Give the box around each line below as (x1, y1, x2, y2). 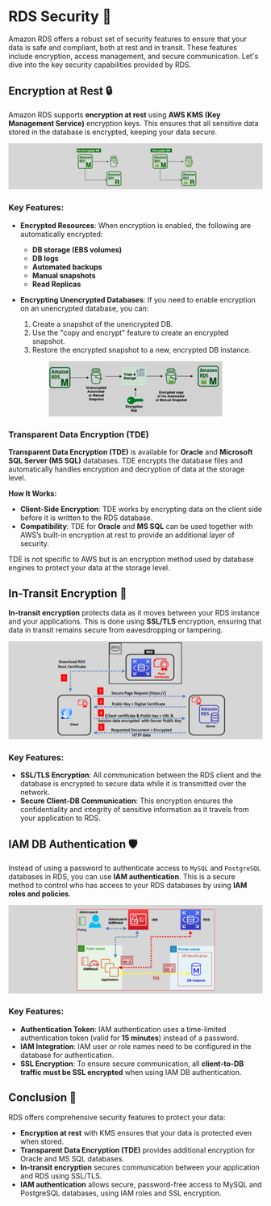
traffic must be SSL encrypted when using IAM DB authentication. (19, 1067, 242, 1077)
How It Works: (8, 489, 57, 498)
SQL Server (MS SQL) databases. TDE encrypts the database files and (8, 456, 244, 466)
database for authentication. (19, 1050, 115, 1060)
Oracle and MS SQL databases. (19, 1153, 125, 1163)
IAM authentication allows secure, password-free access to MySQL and (19, 1179, 262, 1189)
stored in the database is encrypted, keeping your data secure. (8, 127, 218, 137)
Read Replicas (31, 279, 81, 289)
